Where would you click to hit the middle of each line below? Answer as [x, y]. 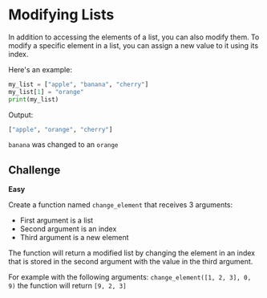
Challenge [34, 170]
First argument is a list [57, 220]
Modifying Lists [61, 15]
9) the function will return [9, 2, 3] [67, 286]
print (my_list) [34, 99]
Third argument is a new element [75, 238]
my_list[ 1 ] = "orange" [46, 92]
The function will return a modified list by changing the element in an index [131, 253]
